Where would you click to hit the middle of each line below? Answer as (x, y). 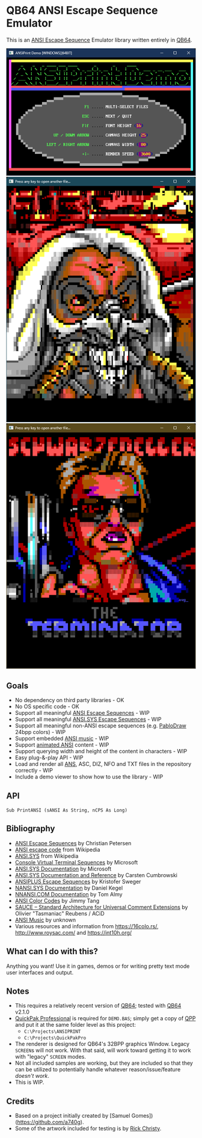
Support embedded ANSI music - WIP (62, 739)
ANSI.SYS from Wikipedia (47, 856)
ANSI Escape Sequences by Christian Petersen (73, 843)
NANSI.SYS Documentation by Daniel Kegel (69, 888)
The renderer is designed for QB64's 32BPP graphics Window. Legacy (102, 1044)
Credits (20, 1101)
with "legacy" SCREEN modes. (50, 1057)
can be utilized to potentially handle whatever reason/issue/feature (98, 1069)
